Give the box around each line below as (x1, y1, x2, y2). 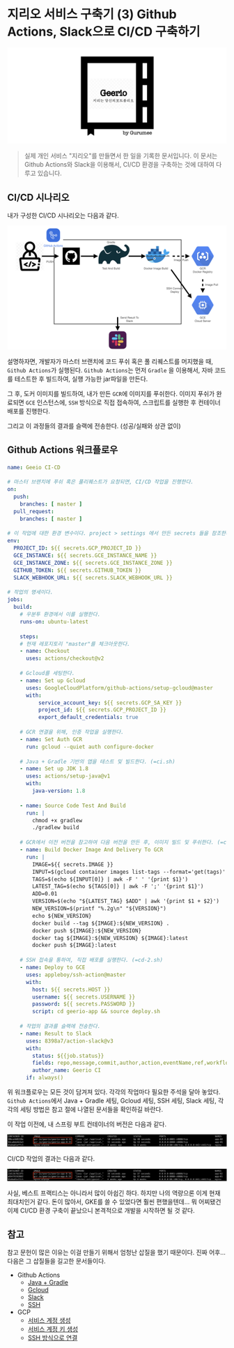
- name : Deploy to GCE (19, 964, 86, 971)
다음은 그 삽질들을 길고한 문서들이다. (7, 1257, 106, 1266)
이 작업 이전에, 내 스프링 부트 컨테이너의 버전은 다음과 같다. (7, 1120, 167, 1128)
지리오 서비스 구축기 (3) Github (7, 6, 177, 22)
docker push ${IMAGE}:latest (32, 942, 117, 949)
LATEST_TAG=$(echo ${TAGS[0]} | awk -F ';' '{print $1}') (32, 883, 204, 890)
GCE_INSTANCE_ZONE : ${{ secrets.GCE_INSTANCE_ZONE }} (13, 559, 173, 566)
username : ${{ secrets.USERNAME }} (32, 993, 136, 1001)
